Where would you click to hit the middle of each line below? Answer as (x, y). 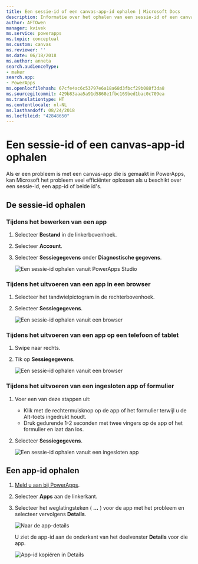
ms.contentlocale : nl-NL (37, 105)
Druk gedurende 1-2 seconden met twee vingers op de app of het (103, 423)
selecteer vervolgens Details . (50, 514)
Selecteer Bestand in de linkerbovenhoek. (66, 234)
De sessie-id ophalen (46, 205)
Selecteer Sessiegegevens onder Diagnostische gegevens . (88, 257)
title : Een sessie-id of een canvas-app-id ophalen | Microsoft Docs (93, 12)
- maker (16, 72)
